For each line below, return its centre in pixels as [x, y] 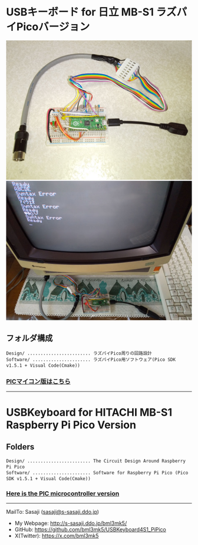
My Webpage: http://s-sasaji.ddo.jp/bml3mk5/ [71, 523]
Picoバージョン [53, 27]
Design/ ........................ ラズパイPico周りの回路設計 [79, 353]
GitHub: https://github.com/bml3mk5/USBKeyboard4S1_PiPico [90, 530]
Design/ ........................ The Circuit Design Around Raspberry [96, 461]
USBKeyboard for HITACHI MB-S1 [89, 413]
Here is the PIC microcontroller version [63, 493]
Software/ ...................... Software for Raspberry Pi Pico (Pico [97, 473]
